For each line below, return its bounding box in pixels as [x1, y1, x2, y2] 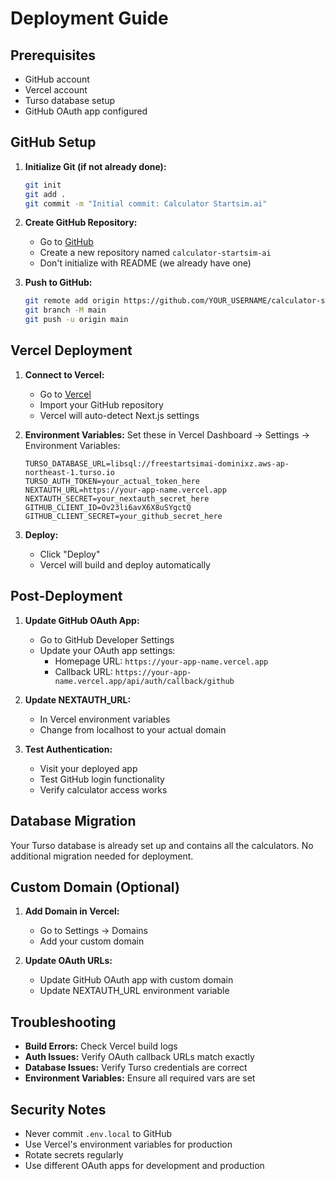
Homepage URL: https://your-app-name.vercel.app [54, 655, 269, 667]
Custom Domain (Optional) [10, 878, 180, 896]
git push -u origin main [24, 315, 129, 325]
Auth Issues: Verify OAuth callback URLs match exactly [24, 1051, 255, 1063]
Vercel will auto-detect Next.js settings [39, 409, 200, 421]
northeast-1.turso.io [24, 467, 115, 477]
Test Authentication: [24, 743, 113, 755]
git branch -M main [24, 305, 107, 316]
